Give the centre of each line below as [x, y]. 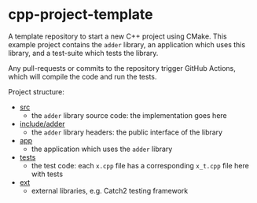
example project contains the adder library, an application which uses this [127, 44]
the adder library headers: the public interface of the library [127, 132]
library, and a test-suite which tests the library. [83, 53]
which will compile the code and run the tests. [83, 76]
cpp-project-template [81, 15]
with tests [47, 174]
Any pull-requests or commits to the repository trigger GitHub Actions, [122, 68]
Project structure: [37, 91]
